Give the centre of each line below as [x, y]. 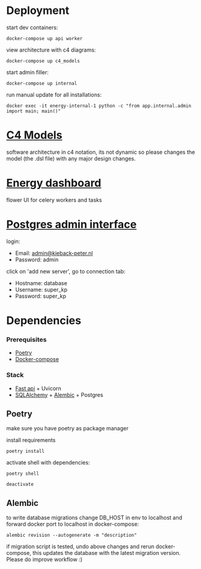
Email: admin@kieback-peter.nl [54, 253]
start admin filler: [28, 72]
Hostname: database [41, 283]
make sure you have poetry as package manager [67, 429]
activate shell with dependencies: [48, 463]
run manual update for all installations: [54, 94]
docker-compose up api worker [45, 38]
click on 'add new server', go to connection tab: [66, 271]
